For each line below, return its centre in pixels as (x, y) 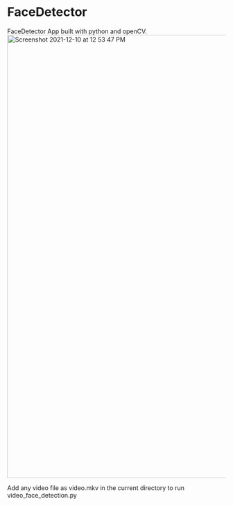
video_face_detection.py (42, 495)
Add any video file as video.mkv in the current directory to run (96, 488)
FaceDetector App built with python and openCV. (77, 31)
